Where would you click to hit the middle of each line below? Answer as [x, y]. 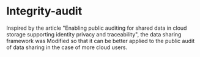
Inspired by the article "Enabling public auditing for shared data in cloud [97, 28]
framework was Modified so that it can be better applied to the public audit [100, 41]
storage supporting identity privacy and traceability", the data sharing [94, 34]
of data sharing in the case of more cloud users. [67, 47]
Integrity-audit [44, 11]
